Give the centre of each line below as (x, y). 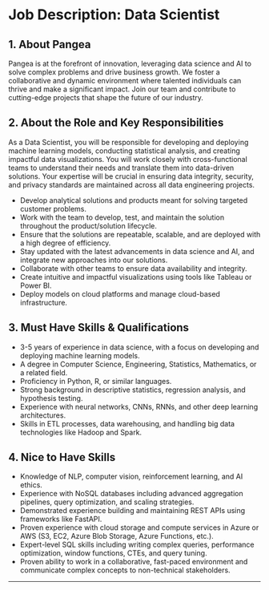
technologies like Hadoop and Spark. (81, 432)
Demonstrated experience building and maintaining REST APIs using (132, 511)
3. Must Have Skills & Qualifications (99, 327)
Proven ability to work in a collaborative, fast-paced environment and (134, 562)
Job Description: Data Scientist (114, 15)
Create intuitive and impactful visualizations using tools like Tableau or (136, 277)
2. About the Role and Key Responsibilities (116, 123)
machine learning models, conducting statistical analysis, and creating (124, 151)
